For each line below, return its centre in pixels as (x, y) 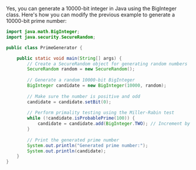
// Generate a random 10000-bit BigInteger (81, 80)
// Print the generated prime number (73, 140)
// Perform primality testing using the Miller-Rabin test (101, 113)
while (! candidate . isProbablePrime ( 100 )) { (81, 118)
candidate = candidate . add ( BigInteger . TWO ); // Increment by (114, 124)
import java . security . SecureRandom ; (51, 37)
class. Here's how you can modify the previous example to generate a (90, 15)
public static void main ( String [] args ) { (69, 58)
